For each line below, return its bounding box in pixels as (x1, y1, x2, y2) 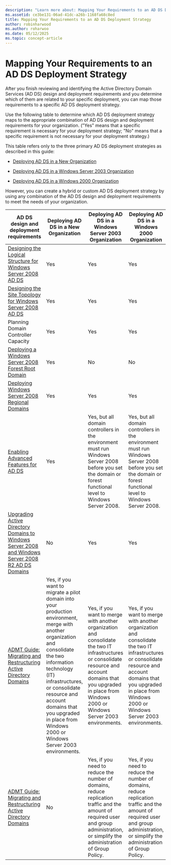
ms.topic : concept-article (5, 36, 63, 41)
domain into (46, 595, 75, 602)
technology (46, 665, 73, 672)
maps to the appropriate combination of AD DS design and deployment (5, 117, 154, 123)
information (46, 658, 74, 666)
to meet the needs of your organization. (5, 198, 89, 205)
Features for (8, 461, 37, 468)
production (46, 608, 73, 615)
